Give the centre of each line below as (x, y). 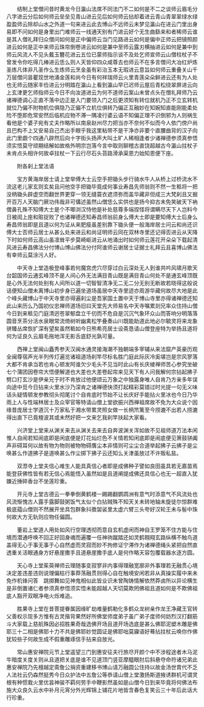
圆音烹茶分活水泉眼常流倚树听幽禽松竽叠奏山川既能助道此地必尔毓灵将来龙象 (102, 321)
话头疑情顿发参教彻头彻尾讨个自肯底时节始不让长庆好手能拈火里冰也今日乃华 (102, 394)
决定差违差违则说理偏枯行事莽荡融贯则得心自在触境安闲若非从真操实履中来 (99, 573)
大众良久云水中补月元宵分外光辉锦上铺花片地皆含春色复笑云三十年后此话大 (104, 690)
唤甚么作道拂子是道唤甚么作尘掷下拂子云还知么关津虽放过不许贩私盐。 (94, 453)
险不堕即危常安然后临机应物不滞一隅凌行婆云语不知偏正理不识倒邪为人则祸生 (102, 115)
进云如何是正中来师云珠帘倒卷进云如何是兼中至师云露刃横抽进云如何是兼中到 (102, 47)
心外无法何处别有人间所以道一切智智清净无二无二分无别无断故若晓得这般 (102, 283)
